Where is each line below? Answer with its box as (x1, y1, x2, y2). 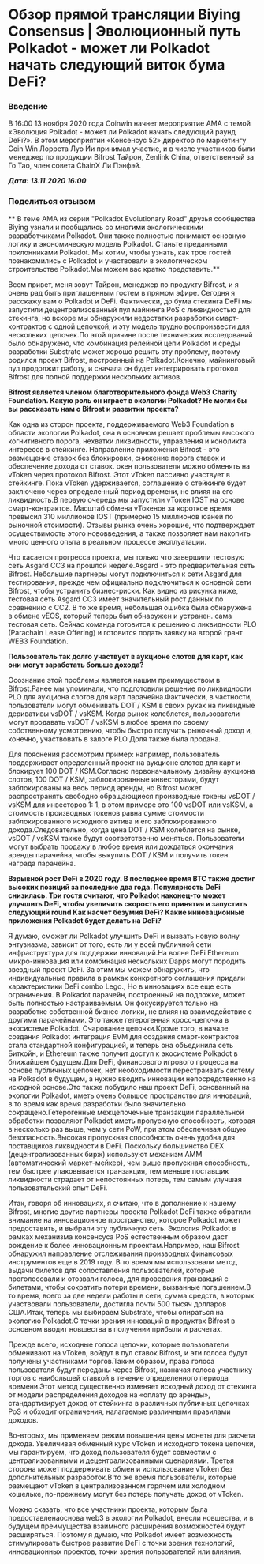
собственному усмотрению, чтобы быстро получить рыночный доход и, (8, 725, 253, 735)
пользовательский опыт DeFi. (8, 1183, 108, 1193)
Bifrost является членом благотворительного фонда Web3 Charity (8, 387, 238, 397)
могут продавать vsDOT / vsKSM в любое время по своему (8, 717, 209, 726)
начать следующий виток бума (8, 56, 225, 74)
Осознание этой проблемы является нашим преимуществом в (8, 675, 221, 684)
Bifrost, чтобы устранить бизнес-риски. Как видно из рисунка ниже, (8, 586, 239, 595)
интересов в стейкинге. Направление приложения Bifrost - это (8, 444, 221, 454)
